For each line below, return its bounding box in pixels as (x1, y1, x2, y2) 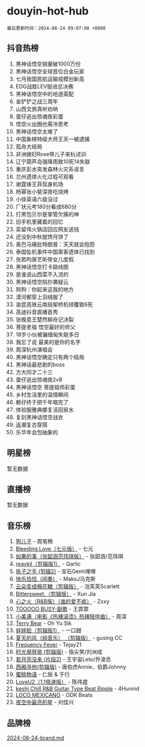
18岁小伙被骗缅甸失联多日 (15, 331, 80, 338)
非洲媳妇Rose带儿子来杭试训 (15, 150, 87, 158)
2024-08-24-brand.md (7, 734, 64, 741)
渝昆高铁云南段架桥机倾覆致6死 (15, 301, 93, 308)
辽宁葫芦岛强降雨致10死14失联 (15, 158, 91, 165)
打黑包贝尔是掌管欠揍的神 (15, 211, 79, 218)
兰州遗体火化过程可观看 (15, 173, 74, 180)
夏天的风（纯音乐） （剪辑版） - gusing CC (15, 635, 123, 642)
